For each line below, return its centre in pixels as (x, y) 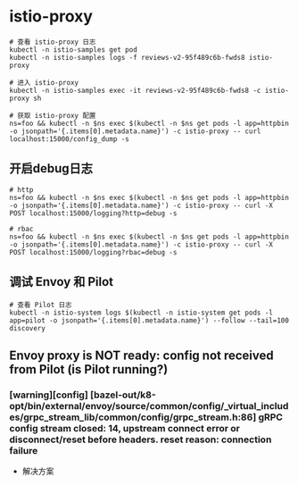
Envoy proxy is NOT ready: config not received (141, 355)
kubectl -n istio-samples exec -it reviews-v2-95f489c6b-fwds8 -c (135, 90)
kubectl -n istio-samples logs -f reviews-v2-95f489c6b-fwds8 (127, 57)
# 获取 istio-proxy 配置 (53, 115)
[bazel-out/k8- (123, 395)
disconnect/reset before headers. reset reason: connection (141, 439)
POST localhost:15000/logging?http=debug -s (93, 213)
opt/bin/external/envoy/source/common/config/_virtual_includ (149, 406)
